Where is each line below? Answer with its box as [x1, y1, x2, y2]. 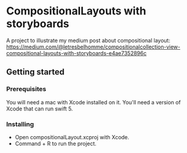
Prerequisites [6, 85, 46, 94]
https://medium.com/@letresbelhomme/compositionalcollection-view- [6, 43, 180, 50]
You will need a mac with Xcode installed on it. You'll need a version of [6, 98, 181, 106]
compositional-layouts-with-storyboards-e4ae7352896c [6, 49, 147, 56]
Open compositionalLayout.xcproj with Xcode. [14, 133, 129, 140]
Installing [6, 120, 34, 128]
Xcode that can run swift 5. [6, 105, 73, 112]
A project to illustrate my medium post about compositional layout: [6, 37, 170, 44]
